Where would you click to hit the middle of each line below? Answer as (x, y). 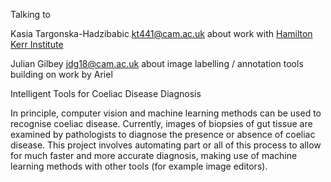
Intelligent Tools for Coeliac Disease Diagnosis (106, 93)
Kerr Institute (37, 44)
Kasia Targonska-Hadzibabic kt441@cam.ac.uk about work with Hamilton (161, 33)
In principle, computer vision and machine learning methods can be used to (166, 113)
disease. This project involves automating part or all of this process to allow (166, 145)
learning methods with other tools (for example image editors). (139, 166)
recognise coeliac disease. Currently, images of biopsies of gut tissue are (161, 123)
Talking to (30, 14)
